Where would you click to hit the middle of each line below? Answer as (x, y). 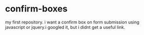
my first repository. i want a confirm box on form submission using (72, 22)
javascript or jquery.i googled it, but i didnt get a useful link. (65, 27)
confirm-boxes (36, 9)
